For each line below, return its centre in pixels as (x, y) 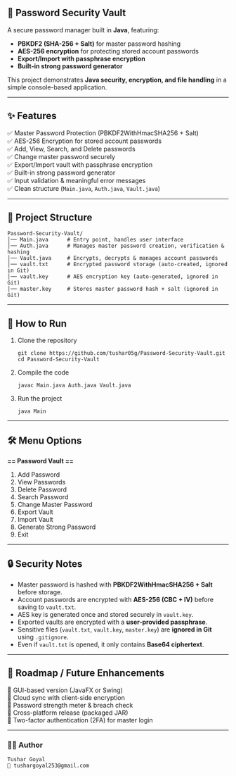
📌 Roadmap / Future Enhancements (86, 673)
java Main (32, 412)
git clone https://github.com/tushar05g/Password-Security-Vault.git (122, 353)
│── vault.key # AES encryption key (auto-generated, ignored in (113, 277)
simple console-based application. (57, 87)
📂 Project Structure (50, 218)
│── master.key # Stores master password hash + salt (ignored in (113, 289)
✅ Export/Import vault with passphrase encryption (80, 164)
